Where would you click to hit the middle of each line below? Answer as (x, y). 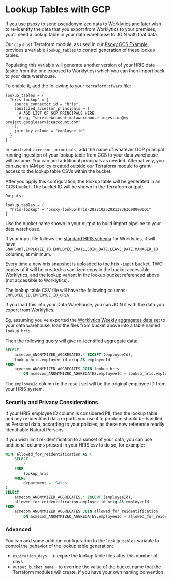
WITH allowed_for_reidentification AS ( (49, 454)
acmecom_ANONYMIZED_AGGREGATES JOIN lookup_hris (67, 369)
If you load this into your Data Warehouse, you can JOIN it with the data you (85, 304)
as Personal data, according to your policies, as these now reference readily (85, 424)
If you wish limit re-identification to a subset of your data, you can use (79, 440)
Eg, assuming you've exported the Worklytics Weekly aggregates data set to (85, 320)
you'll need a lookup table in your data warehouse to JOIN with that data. (82, 34)
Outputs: (15, 196)
